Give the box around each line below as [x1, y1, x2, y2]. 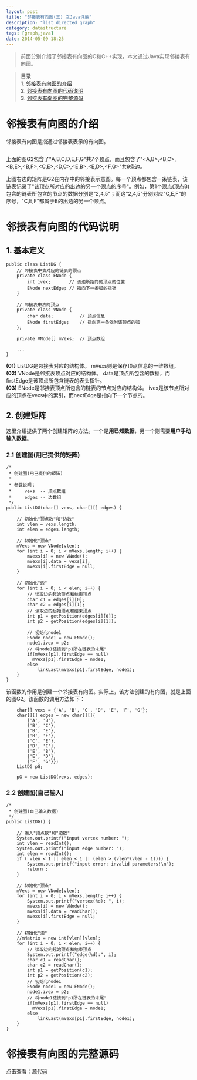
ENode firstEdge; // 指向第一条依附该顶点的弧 [27, 319, 140, 325]
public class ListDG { [6, 261, 62, 267]
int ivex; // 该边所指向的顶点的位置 [27, 279, 125, 285]
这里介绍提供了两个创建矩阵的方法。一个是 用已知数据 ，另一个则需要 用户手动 [6, 427, 191, 434]
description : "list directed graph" [6, 19, 96, 25]
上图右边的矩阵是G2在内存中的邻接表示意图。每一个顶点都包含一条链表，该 [6, 175, 188, 182]
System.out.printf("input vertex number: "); [16, 836, 130, 841]
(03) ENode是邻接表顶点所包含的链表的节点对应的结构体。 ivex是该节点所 [6, 384, 185, 391]
